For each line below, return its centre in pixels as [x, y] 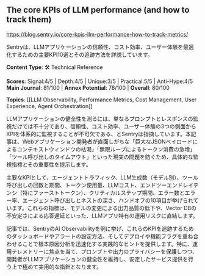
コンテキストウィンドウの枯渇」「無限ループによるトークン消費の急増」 [106, 149]
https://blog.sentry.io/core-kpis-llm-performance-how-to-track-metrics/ [97, 34]
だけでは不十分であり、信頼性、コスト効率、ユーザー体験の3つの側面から [104, 126]
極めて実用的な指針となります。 [62, 267]
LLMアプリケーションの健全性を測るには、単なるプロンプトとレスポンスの [100, 118]
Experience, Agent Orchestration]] [49, 106]
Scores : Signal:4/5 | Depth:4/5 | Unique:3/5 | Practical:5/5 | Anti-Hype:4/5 [100, 81]
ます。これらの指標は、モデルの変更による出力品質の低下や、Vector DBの [104, 208]
